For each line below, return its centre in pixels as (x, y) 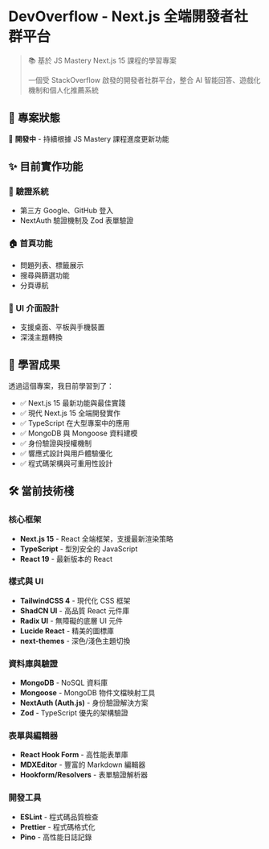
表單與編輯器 (33, 736)
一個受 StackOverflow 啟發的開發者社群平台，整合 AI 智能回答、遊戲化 (144, 80)
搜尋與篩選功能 (45, 275)
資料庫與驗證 (33, 663)
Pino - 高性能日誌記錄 (56, 837)
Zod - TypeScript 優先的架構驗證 (74, 713)
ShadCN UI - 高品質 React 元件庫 (75, 610)
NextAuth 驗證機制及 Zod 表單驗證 (77, 220)
